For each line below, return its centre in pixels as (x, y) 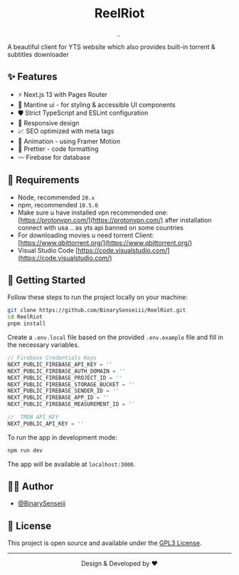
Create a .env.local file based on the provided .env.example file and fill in (116, 337)
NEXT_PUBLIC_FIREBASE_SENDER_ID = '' (63, 391)
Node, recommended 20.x (56, 197)
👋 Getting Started (47, 280)
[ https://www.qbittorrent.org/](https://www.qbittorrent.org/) (105, 242)
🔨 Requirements (43, 180)
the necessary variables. (43, 345)
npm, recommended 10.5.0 (58, 204)
